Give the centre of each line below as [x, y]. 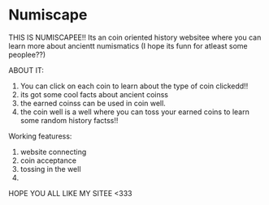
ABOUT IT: [26, 70]
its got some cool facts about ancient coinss [94, 94]
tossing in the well [50, 169]
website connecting [53, 152]
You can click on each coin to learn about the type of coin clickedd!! [134, 86]
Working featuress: [40, 136]
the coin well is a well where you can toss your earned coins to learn [134, 112]
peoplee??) [27, 54]
